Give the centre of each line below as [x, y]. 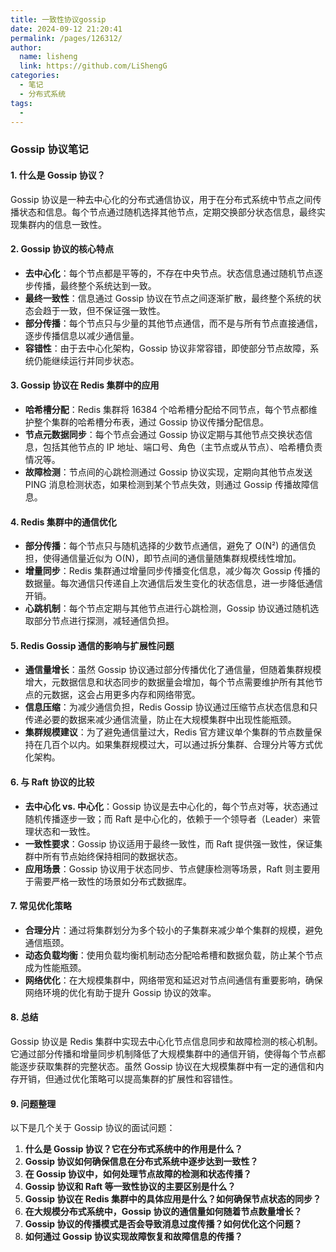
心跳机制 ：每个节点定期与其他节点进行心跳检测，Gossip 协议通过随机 [167, 608]
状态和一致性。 [64, 831]
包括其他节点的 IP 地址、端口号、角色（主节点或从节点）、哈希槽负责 [182, 447]
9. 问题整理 [33, 1103]
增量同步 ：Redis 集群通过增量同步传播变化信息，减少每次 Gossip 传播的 [172, 571]
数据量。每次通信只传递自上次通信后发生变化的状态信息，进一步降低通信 [173, 583]
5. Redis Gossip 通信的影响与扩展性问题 [92, 645]
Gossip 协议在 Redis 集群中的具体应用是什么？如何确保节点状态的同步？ [173, 1199]
